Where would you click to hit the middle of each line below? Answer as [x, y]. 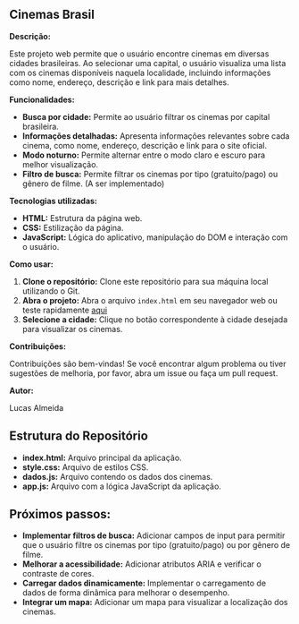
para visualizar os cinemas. [72, 329]
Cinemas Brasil [52, 15]
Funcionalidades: [42, 99]
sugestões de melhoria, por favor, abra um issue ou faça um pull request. [144, 373]
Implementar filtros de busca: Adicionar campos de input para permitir [154, 535]
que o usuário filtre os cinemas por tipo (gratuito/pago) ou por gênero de [156, 545]
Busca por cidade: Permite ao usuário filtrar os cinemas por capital [146, 116]
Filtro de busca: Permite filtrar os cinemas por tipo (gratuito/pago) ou [150, 174]
